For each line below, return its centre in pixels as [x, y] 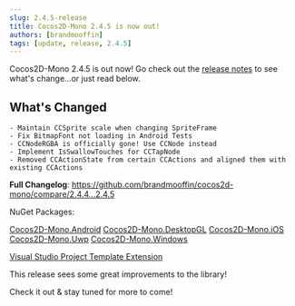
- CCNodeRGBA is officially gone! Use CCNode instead [113, 144]
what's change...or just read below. [75, 79]
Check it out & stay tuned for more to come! [91, 292]
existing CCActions [46, 168]
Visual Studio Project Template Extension [86, 257]
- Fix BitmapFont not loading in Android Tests [101, 136]
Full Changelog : [39, 185]
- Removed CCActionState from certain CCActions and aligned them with [147, 160]
